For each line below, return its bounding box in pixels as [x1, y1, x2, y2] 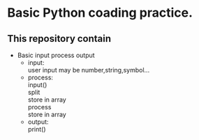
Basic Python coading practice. [7, 5, 193, 21]
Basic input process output [17, 51, 96, 59]
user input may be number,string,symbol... [27, 66, 150, 74]
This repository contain [7, 33, 112, 45]
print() [27, 125, 47, 133]
